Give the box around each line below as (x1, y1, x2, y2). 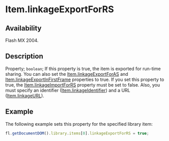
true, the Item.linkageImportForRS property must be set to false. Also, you (5, 81, 160, 88)
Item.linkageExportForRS (5, 4, 115, 15)
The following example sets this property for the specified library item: (5, 121, 153, 127)
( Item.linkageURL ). (5, 93, 44, 99)
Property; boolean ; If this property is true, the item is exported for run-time (5, 65, 161, 72)
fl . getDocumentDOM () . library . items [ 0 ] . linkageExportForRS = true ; (5, 131, 149, 136)
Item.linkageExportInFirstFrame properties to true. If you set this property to (5, 76, 164, 82)
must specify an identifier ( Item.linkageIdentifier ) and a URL (5, 87, 131, 93)
